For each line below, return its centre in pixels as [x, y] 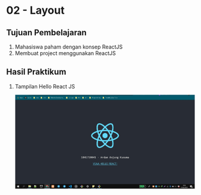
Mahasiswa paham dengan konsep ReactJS [69, 47]
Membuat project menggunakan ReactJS [65, 53]
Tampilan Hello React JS [45, 86]
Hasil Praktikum [36, 72]
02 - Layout [35, 10]
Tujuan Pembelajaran [46, 33]
